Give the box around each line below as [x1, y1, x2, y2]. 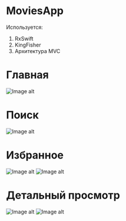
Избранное [6, 149, 64, 161]
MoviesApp [6, 4, 64, 18]
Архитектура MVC [14, 47, 61, 54]
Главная [6, 68, 49, 82]
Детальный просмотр [6, 189, 121, 202]
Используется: [6, 24, 43, 31]
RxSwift [14, 35, 34, 42]
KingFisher [14, 41, 41, 48]
